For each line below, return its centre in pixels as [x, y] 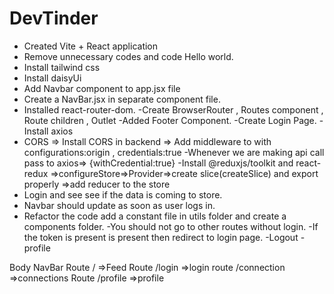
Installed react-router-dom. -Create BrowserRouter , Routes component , [173, 109]
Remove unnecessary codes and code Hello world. [128, 56]
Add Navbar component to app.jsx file [102, 88]
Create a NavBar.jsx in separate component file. [122, 99]
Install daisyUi [52, 78]
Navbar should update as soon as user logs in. [119, 205]
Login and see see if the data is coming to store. [123, 194]
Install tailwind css [62, 67]
